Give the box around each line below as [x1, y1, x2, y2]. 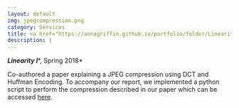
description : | [7, 37, 53, 44]
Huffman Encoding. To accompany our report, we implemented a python [7, 77, 220, 86]
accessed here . [7, 93, 53, 102]
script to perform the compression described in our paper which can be [7, 85, 218, 94]
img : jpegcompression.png [7, 17, 84, 24]
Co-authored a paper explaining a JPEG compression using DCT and [7, 70, 209, 79]
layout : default [7, 10, 55, 18]
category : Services [7, 23, 65, 31]
